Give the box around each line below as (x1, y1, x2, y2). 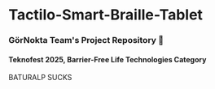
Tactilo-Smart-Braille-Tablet (8, 6, 204, 24)
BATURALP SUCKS (8, 73, 72, 83)
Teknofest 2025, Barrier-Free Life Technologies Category (8, 54, 207, 64)
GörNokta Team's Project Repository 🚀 (8, 35, 165, 46)
